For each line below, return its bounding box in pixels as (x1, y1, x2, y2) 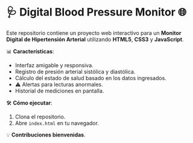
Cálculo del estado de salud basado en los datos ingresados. (14, 74, 167, 82)
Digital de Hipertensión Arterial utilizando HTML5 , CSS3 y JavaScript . (6, 35, 184, 43)
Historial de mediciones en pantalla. (14, 87, 104, 94)
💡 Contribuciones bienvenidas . (6, 131, 86, 138)
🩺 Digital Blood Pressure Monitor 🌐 (6, 5, 187, 19)
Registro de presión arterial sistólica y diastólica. (14, 68, 136, 75)
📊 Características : (6, 47, 54, 55)
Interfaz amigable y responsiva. (14, 61, 93, 68)
